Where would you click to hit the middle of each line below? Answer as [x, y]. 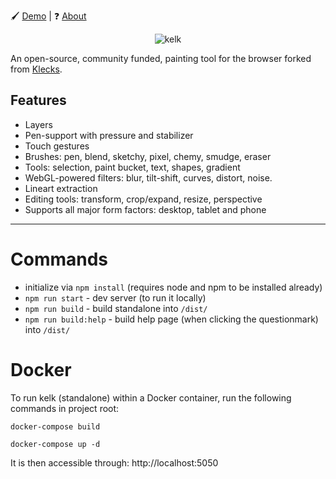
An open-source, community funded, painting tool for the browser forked [161, 58]
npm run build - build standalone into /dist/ [116, 308]
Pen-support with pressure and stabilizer [109, 135]
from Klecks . [36, 69]
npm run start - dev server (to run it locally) [115, 297]
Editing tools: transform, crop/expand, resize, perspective [143, 199]
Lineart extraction [61, 188]
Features [38, 100]
